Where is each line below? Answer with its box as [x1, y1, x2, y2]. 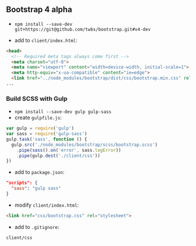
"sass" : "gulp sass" [11, 186, 61, 192]
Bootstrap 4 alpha [6, 5, 72, 15]
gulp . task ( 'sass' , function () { [6, 136, 87, 142]
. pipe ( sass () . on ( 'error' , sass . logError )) [16, 147, 121, 153]
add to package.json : [14, 169, 65, 176]
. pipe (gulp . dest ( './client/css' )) [16, 152, 100, 159]
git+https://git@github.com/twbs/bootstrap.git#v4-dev [14, 26, 151, 32]
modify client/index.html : [14, 201, 79, 209]
